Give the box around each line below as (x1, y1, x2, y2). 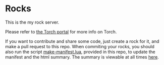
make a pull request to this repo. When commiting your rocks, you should (5, 43, 155, 49)
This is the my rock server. (5, 19, 59, 25)
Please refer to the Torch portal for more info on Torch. (5, 29, 117, 34)
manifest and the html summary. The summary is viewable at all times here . (5, 54, 159, 60)
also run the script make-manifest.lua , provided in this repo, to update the (5, 49, 156, 55)
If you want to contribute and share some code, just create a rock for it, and (5, 38, 160, 44)
